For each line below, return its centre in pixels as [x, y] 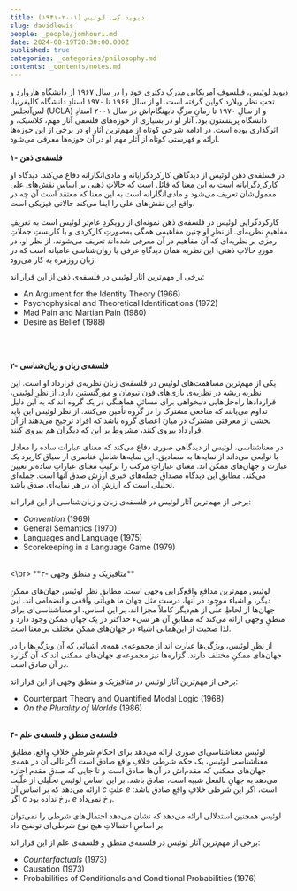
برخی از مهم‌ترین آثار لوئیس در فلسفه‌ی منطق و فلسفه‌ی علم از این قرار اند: [135, 842]
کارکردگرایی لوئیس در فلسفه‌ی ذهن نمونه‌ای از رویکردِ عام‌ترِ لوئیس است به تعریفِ [145, 221]
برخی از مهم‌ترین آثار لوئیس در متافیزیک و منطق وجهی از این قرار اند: [124, 681]
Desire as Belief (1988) [64, 322]
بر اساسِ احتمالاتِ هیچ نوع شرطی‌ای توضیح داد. [88, 825]
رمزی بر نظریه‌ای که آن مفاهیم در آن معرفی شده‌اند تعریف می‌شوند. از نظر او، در [144, 241]
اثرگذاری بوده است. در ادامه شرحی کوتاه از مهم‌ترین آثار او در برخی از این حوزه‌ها [144, 129]
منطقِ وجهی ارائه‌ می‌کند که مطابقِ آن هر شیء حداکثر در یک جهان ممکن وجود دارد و [148, 618]
